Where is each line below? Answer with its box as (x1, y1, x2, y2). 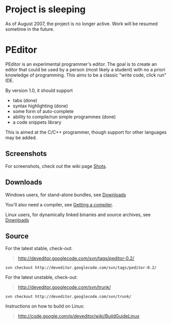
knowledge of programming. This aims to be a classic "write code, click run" (5, 72, 166, 78)
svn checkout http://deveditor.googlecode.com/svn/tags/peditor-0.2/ (5, 265, 157, 271)
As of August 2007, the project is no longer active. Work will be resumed (5, 21, 158, 27)
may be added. (5, 135, 37, 141)
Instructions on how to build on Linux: (5, 303, 84, 309)
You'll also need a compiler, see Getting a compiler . (5, 201, 114, 207)
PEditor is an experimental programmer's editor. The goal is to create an (5, 61, 157, 67)
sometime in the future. (5, 26, 55, 32)
